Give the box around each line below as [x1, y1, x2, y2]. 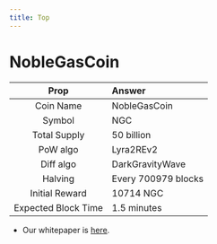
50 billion [111, 128, 152, 141]
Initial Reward [30, 187, 87, 199]
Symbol [42, 114, 74, 126]
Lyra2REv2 [111, 143, 159, 155]
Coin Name [34, 100, 82, 112]
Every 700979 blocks [111, 172, 204, 185]
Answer [111, 84, 146, 97]
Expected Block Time [13, 201, 103, 213]
